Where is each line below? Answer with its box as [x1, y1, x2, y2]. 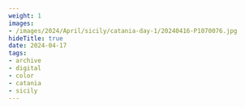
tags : [8, 49, 27, 57]
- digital [8, 64, 42, 72]
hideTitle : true [8, 34, 63, 43]
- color [8, 72, 35, 80]
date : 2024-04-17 [8, 42, 67, 50]
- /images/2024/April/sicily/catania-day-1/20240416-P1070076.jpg [8, 27, 238, 35]
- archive [8, 57, 42, 65]
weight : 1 [8, 11, 42, 20]
